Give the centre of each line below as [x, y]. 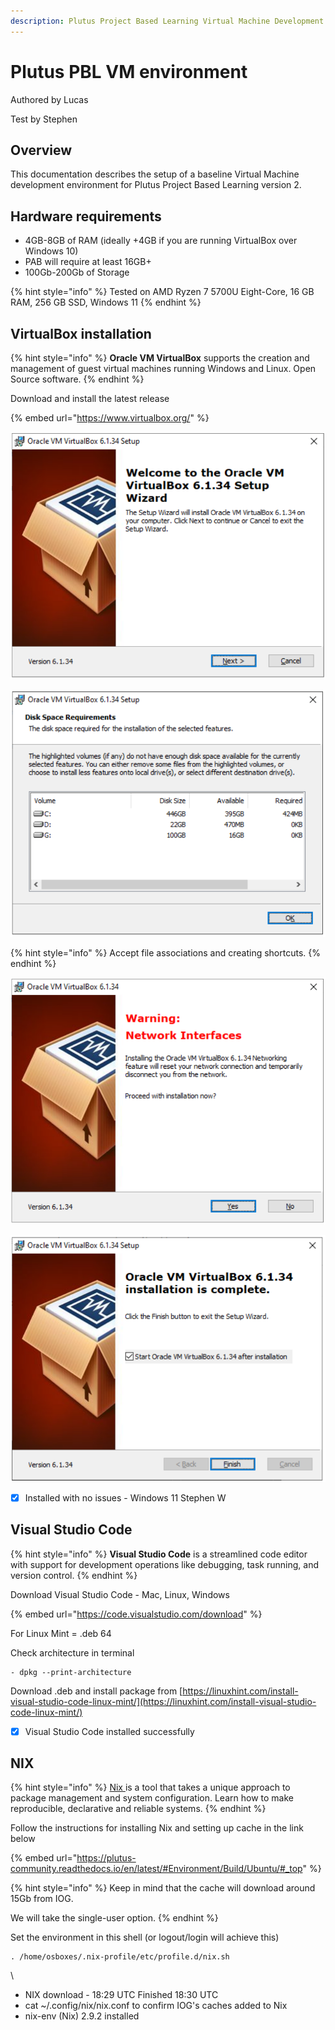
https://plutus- [106, 1858]
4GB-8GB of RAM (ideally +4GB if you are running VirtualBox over [161, 241]
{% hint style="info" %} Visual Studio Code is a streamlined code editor [159, 1554]
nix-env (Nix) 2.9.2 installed [82, 2016]
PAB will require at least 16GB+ [88, 262]
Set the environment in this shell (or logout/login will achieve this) [145, 1937]
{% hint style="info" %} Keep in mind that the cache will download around [163, 1888]
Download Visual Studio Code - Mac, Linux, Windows [120, 1594]
